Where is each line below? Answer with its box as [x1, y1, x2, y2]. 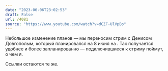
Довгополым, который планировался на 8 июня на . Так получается [5, 41, 154, 47]
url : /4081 [5, 17, 29, 22]
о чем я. [5, 51, 23, 57]
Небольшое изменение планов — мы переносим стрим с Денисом [5, 35, 152, 41]
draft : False [5, 12, 33, 17]
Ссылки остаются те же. [5, 61, 59, 67]
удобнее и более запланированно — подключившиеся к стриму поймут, [5, 46, 164, 52]
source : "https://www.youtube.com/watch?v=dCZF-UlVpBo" [5, 21, 126, 27]
